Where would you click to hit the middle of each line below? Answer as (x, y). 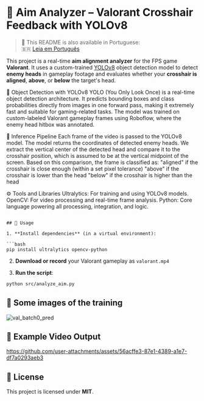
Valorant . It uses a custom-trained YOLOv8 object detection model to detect (102, 67)
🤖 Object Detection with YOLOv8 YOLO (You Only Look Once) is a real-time (100, 92)
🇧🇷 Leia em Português (51, 49)
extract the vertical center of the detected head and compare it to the (93, 149)
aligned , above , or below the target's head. (61, 80)
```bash (16, 244)
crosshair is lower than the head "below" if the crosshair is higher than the (100, 175)
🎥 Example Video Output (54, 337)
